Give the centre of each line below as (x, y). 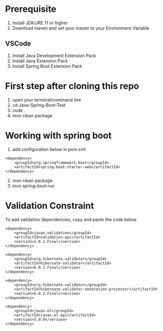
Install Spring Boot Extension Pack (47, 66)
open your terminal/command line (47, 99)
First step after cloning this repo (72, 86)
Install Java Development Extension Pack (54, 55)
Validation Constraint (50, 206)
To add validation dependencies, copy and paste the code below (71, 219)
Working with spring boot (59, 135)
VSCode (18, 44)
